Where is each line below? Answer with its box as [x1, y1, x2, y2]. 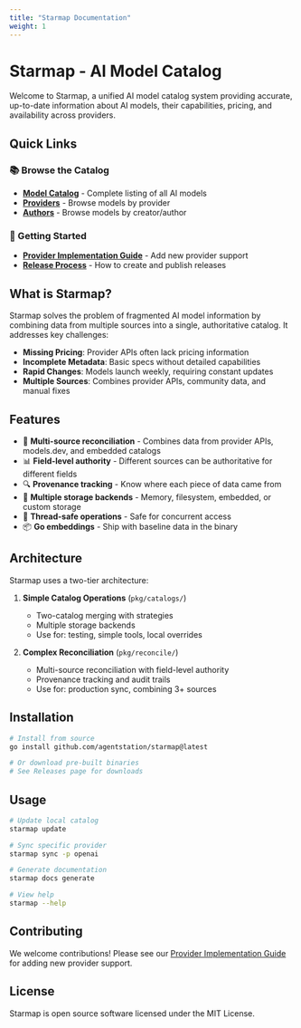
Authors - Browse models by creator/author [22, 207, 187, 218]
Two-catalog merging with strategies [35, 610, 174, 620]
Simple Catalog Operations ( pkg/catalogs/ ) [22, 592, 187, 603]
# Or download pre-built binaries [9, 758, 140, 768]
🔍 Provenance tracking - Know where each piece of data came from [22, 479, 282, 490]
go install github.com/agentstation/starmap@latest [9, 742, 208, 752]
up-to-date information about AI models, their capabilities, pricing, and [9, 101, 273, 111]
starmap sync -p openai [9, 849, 99, 859]
